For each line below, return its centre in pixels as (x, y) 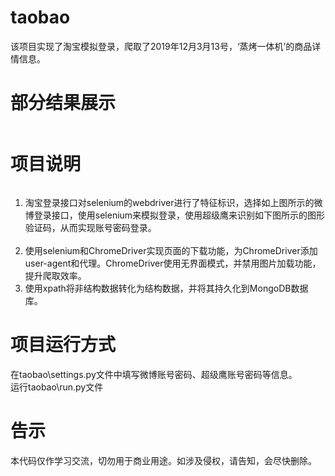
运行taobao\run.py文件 (57, 387)
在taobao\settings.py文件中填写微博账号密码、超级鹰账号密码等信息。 (154, 374)
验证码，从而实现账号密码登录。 (90, 227)
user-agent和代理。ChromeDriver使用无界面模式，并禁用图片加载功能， (173, 263)
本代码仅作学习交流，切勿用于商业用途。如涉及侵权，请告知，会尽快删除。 (163, 460)
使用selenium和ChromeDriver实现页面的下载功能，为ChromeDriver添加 (171, 250)
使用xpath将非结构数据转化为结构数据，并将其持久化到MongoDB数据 (166, 288)
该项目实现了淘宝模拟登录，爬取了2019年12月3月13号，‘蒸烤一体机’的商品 (161, 46)
